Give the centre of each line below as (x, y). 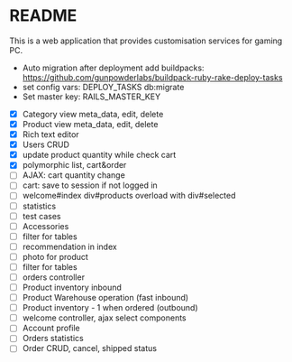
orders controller (54, 277)
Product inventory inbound (72, 287)
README (43, 16)
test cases (41, 216)
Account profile (51, 328)
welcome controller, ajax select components (104, 318)
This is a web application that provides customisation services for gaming (146, 41)
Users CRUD (46, 144)
